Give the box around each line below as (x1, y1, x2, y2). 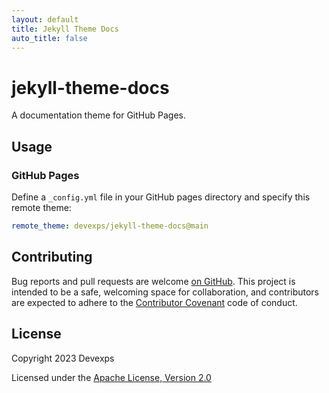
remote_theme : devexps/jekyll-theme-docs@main (11, 221, 209, 231)
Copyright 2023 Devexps (11, 352, 115, 364)
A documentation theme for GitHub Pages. (11, 109, 186, 121)
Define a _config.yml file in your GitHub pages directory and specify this (11, 191, 311, 203)
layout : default (11, 14, 79, 25)
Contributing (11, 249, 93, 266)
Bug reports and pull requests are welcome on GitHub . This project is (11, 275, 296, 287)
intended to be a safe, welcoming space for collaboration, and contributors (11, 286, 319, 298)
